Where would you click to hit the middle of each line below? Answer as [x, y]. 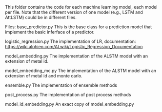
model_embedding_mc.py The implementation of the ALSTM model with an [81, 71]
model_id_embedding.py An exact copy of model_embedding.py [70, 104]
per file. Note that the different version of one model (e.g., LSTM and [74, 12]
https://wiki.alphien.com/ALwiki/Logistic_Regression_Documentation [74, 47]
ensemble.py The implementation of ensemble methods [61, 85]
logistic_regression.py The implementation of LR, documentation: [71, 41]
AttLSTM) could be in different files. [41, 17]
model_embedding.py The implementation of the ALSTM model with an [76, 56]
